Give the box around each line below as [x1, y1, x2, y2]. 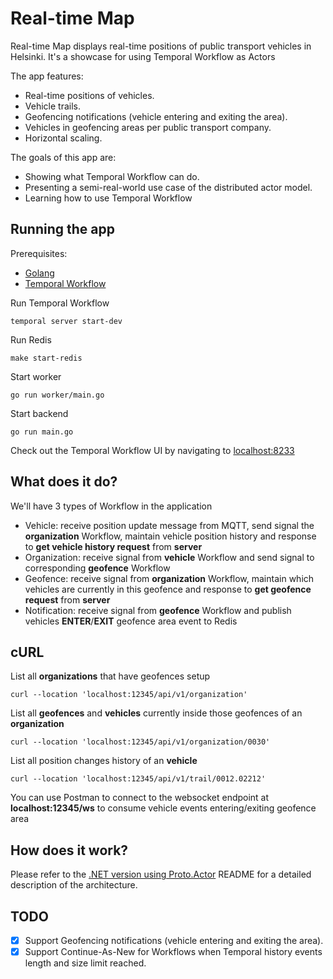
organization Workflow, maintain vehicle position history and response [24, 530, 317, 542]
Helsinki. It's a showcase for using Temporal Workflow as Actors [10, 50, 276, 62]
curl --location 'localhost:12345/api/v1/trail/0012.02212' [10, 774, 267, 784]
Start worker [10, 370, 62, 382]
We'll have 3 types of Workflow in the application [10, 500, 213, 512]
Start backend [10, 407, 69, 419]
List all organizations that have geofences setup [10, 670, 211, 682]
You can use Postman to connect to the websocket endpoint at [10, 792, 270, 804]
